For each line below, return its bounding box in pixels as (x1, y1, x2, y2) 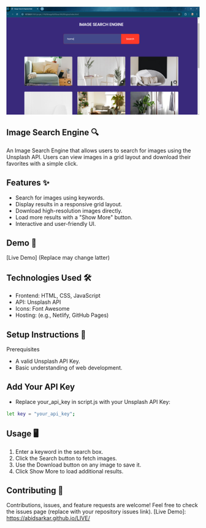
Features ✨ (6, 177, 50, 188)
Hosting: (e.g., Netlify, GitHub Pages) (15, 311, 109, 319)
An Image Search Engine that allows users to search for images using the (6, 147, 191, 154)
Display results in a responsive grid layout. (15, 200, 123, 208)
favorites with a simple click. (6, 160, 78, 167)
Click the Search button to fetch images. (15, 454, 118, 462)
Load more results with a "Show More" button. (15, 213, 133, 221)
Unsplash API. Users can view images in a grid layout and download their (6, 153, 191, 160)
